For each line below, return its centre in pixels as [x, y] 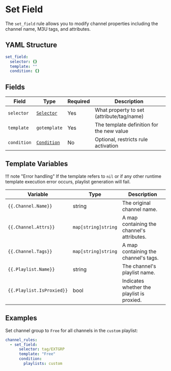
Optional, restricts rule [121, 140]
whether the [136, 287]
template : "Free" [37, 354]
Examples [21, 318]
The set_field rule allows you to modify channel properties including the [82, 24]
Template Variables [37, 164]
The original [136, 203]
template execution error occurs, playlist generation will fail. [68, 181]
